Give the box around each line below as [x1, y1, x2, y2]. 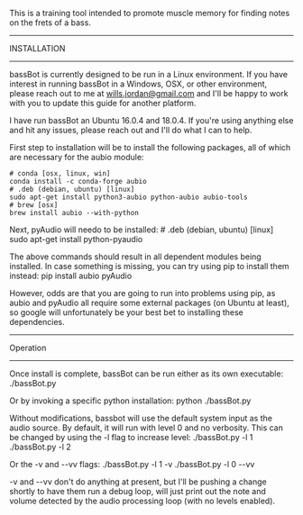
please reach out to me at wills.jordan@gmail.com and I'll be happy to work [9, 88, 289, 98]
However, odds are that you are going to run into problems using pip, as [9, 288, 276, 298]
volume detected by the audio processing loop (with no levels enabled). [9, 495, 276, 506]
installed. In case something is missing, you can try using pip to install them [9, 261, 290, 271]
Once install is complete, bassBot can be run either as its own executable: [9, 368, 284, 379]
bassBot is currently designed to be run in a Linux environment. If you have [9, 69, 289, 79]
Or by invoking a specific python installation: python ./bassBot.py [9, 395, 252, 406]
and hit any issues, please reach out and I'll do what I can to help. [9, 125, 252, 135]
